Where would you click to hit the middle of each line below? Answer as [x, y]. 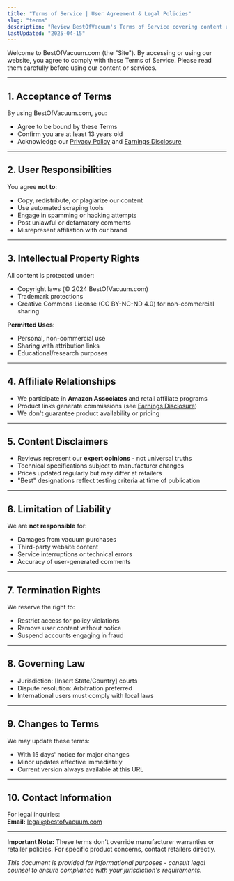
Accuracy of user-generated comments [74, 562]
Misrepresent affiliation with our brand [72, 230]
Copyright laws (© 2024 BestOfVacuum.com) [83, 289]
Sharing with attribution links [58, 346]
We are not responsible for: [47, 526]
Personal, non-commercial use [61, 338]
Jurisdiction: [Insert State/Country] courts [77, 681]
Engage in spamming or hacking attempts [77, 215]
